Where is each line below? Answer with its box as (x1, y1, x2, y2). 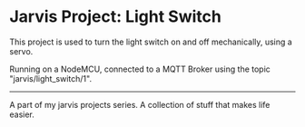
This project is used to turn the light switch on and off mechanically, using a (9, 36, 292, 47)
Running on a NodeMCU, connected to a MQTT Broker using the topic (9, 63, 271, 74)
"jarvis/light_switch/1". (9, 73, 93, 83)
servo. (9, 45, 34, 56)
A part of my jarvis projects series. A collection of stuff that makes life (9, 99, 271, 110)
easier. (9, 109, 34, 120)
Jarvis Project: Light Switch (9, 6, 222, 27)
